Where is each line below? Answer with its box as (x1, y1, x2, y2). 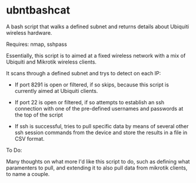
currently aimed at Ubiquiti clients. (14, 87, 98, 94)
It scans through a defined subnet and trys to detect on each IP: (6, 69, 161, 76)
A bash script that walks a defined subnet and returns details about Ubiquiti (6, 23, 190, 30)
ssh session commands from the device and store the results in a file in (14, 129, 187, 136)
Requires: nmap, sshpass (6, 41, 68, 48)
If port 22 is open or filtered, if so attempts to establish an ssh (14, 98, 165, 106)
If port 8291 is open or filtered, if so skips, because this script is (14, 81, 170, 88)
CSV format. (14, 135, 45, 142)
